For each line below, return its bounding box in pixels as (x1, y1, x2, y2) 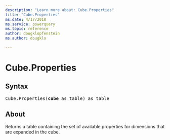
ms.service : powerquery (5, 21, 56, 27)
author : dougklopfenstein (5, 31, 60, 36)
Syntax (5, 82, 28, 91)
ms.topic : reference (5, 26, 49, 31)
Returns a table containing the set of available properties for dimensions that (5, 123, 165, 129)
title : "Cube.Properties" (5, 12, 60, 17)
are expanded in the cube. (5, 129, 60, 135)
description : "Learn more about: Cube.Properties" (5, 7, 114, 13)
